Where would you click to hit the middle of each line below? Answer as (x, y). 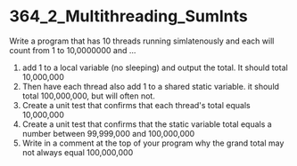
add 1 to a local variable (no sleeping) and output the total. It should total (155, 67)
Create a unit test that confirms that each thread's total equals (136, 105)
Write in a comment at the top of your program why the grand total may (153, 143)
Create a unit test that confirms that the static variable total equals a (147, 124)
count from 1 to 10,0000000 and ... (73, 50)
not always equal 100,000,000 (78, 152)
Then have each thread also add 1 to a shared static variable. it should (150, 86)
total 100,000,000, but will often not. (89, 96)
